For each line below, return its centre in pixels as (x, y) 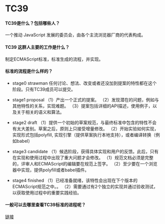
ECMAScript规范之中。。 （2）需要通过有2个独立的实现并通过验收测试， (85, 186)
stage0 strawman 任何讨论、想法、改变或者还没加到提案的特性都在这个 (84, 83)
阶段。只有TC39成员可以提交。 (44, 89)
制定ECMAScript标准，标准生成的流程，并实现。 (54, 59)
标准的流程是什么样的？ (29, 71)
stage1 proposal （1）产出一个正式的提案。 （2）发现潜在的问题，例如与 (85, 99)
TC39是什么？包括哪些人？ (33, 23)
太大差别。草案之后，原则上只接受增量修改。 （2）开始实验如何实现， (88, 128)
